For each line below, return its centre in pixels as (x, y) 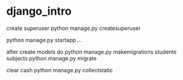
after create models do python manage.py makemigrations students (91, 52)
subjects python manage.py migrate (52, 58)
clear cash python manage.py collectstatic (59, 70)
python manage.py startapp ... (44, 40)
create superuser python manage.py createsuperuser (74, 28)
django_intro (39, 11)
